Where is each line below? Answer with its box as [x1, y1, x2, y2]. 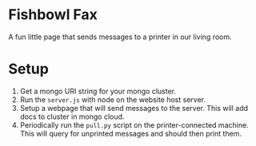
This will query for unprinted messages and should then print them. [19, 128, 242, 138]
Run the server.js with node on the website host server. [19, 94, 206, 105]
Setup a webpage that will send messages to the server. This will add [19, 103, 249, 112]
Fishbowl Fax [8, 6, 98, 24]
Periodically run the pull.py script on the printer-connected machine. [19, 120, 250, 129]
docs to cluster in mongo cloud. [19, 112, 125, 121]
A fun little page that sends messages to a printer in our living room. [8, 32, 232, 41]
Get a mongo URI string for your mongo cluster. [19, 86, 177, 96]
